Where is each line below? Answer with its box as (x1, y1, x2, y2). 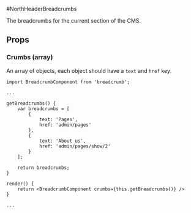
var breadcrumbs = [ (17, 105, 70, 112)
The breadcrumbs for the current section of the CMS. (6, 17, 141, 24)
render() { (6, 181, 34, 187)
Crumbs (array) (6, 53, 53, 62)
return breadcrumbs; (17, 165, 70, 171)
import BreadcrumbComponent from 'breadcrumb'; (6, 79, 130, 85)
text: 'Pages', (39, 116, 78, 122)
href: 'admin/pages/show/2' (39, 143, 111, 149)
